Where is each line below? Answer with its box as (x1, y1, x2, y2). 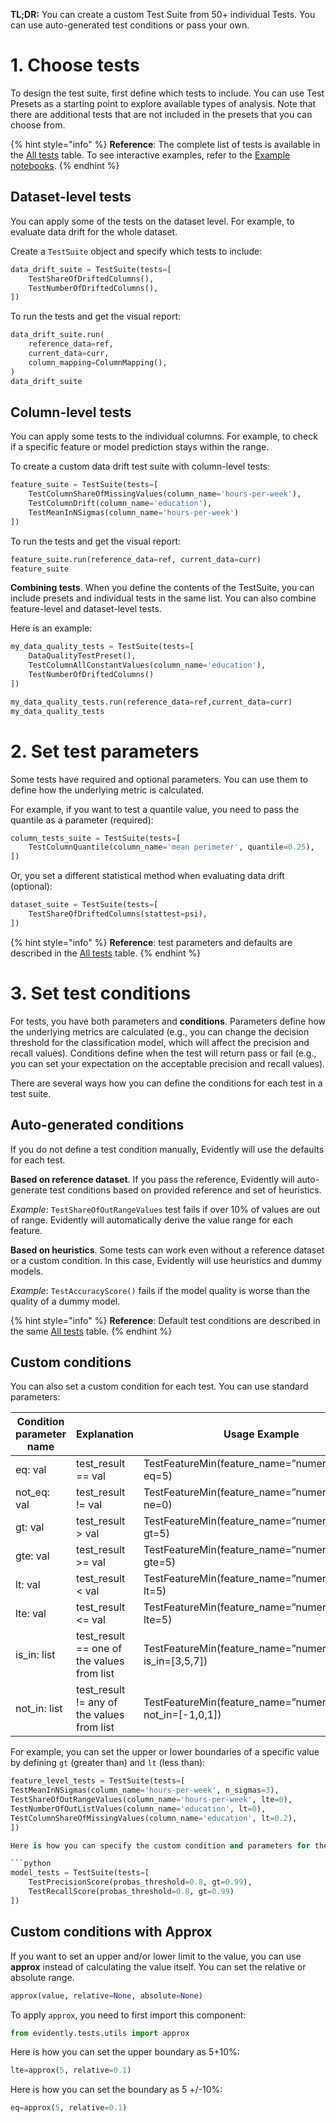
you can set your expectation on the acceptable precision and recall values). (10, 1057, 326, 1069)
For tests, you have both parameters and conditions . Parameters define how (10, 1015, 327, 1027)
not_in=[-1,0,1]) (143, 1708, 222, 1722)
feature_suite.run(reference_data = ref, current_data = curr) (10, 554, 262, 564)
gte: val (15, 1549, 50, 1563)
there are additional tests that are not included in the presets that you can (10, 108, 313, 120)
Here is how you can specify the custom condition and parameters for (10, 1840, 311, 1851)
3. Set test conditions (10, 982, 192, 1004)
